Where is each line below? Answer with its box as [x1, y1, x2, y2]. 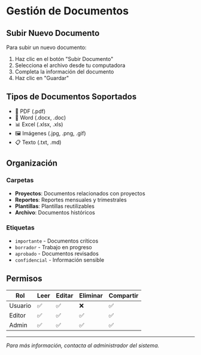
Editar [56, 291, 74, 299]
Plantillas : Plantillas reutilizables [14, 202, 95, 210]
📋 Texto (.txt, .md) [14, 139, 62, 146]
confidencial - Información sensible [14, 256, 105, 264]
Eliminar [78, 291, 103, 299]
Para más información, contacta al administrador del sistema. [6, 342, 160, 349]
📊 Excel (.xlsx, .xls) [14, 121, 63, 128]
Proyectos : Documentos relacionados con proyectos [14, 189, 145, 197]
